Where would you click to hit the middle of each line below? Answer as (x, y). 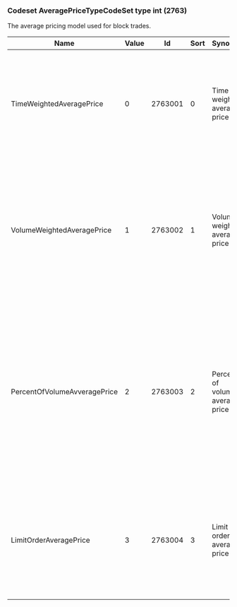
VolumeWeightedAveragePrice (61, 230)
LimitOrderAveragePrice (50, 541)
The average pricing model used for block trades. (79, 26)
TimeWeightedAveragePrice (57, 104)
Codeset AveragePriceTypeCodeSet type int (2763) (97, 11)
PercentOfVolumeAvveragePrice (65, 392)
